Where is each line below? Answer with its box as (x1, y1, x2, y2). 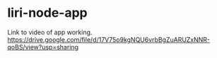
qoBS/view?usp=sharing (7, 43, 79, 51)
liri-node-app (7, 5, 88, 21)
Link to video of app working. (7, 28, 93, 36)
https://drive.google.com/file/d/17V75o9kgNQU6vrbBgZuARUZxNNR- (7, 35, 211, 43)
